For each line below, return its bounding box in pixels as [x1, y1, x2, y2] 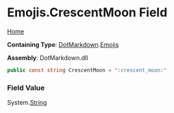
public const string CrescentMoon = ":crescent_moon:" [7, 67, 167, 74]
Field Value [7, 83, 45, 93]
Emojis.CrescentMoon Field [7, 5, 168, 20]
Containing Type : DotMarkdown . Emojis [7, 40, 119, 48]
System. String [7, 99, 47, 107]
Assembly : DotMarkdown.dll [7, 53, 88, 62]
